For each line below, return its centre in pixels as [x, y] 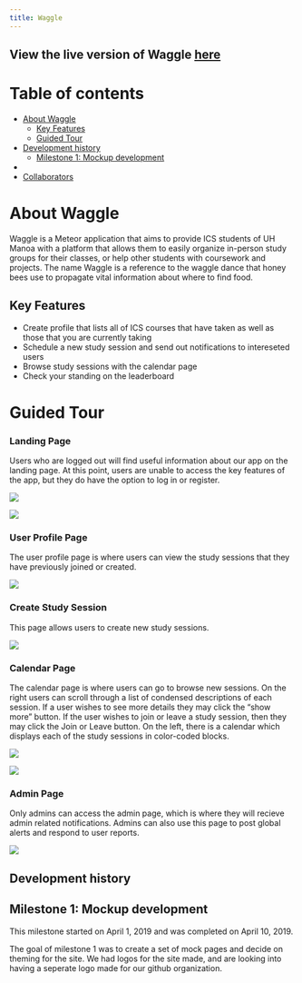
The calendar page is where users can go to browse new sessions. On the [148, 688]
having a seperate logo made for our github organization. [116, 968]
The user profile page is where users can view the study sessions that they [150, 557]
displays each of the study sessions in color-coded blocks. [119, 736]
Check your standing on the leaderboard [98, 376]
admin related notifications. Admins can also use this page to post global [145, 823]
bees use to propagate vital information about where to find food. [132, 277]
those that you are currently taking [87, 337]
